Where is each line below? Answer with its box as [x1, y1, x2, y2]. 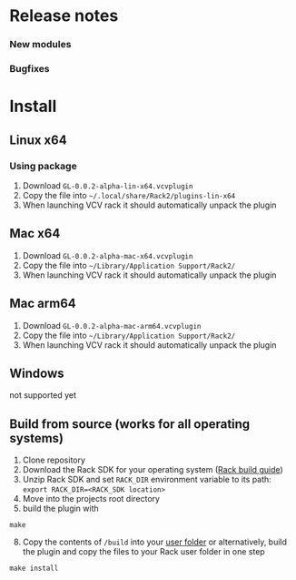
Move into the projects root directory [22, 494, 161, 504]
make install [9, 564, 59, 574]
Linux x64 [9, 132, 67, 148]
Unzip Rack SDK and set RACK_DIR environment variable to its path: [22, 474, 272, 485]
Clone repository [22, 454, 86, 465]
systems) [9, 430, 64, 446]
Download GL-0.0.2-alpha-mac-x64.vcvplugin [22, 249, 193, 260]
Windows [9, 365, 64, 381]
